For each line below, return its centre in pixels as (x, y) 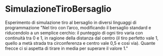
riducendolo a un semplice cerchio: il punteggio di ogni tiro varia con (74, 33)
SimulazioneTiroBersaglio (58, 9)
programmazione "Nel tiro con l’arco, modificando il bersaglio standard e (78, 27)
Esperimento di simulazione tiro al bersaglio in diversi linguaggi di (71, 22)
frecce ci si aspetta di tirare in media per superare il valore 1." (67, 48)
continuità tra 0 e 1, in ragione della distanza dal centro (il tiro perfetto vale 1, (82, 38)
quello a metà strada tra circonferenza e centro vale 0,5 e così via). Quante (80, 43)
